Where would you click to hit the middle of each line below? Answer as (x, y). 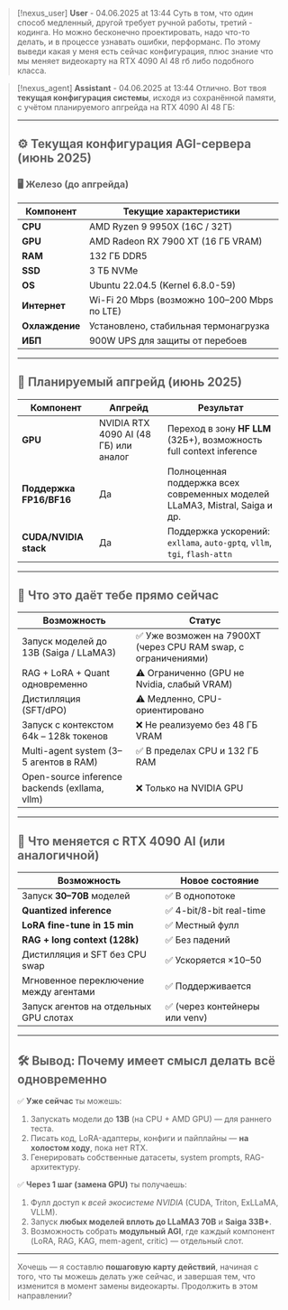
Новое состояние (220, 881)
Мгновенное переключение (83, 980)
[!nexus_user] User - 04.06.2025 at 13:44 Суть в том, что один (135, 13)
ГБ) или (115, 445)
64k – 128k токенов (65, 737)
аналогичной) (58, 855)
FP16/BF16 (46, 499)
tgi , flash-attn (200, 553)
